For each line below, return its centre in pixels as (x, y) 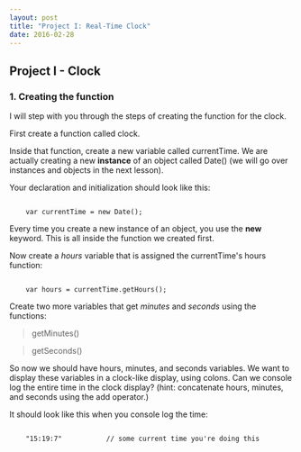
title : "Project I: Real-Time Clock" (80, 26)
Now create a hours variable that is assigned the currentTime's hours (138, 256)
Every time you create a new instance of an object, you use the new (136, 229)
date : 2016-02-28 (42, 34)
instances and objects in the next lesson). (87, 170)
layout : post (34, 18)
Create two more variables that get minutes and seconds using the (133, 306)
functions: (28, 316)
